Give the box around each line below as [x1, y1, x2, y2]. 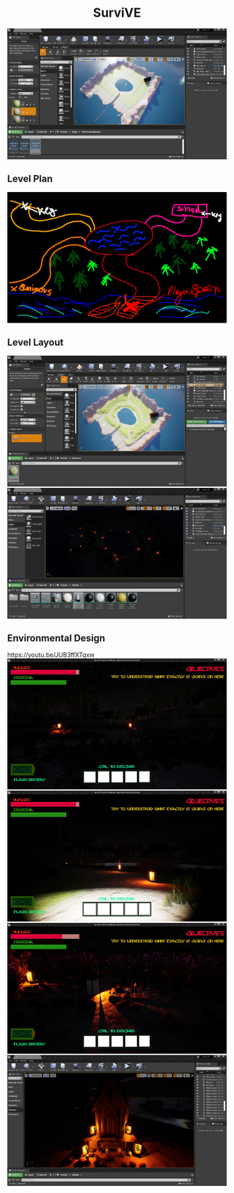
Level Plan [7, 173, 53, 185]
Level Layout [7, 336, 64, 348]
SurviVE [93, 5, 141, 21]
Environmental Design [7, 632, 106, 644]
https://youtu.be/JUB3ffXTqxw [7, 651, 95, 659]
